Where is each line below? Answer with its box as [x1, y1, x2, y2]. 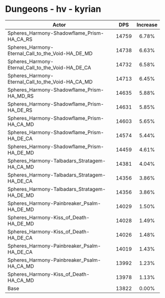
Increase [137, 21, 158, 28]
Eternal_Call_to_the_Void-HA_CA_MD [7, 78, 93, 85]
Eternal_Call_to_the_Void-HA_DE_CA [7, 64, 91, 71]
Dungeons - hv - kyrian [5, 3, 102, 15]
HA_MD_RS [7, 92, 34, 99]
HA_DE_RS [7, 107, 33, 113]
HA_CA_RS [7, 36, 33, 42]
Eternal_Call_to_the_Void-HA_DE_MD [7, 50, 93, 57]
